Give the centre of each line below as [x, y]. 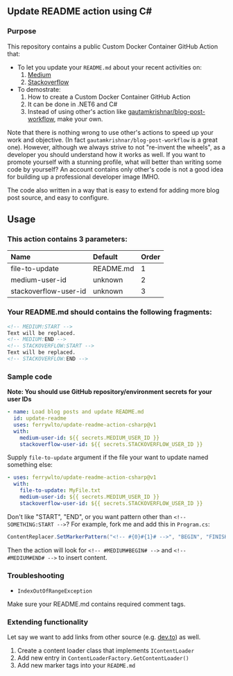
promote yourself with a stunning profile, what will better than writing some [114, 162]
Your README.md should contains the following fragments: [110, 312]
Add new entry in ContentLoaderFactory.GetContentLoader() [103, 658]
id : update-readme [40, 419]
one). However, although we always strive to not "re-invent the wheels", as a [116, 147]
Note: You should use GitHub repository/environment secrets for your [110, 392]
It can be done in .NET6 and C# [72, 104]
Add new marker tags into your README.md [76, 666]
